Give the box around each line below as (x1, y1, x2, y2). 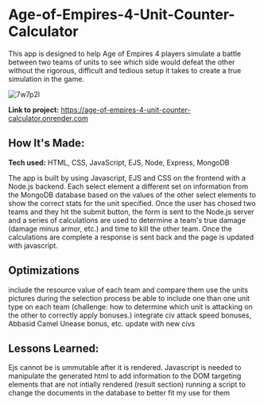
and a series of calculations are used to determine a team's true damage (8, 215, 247, 224)
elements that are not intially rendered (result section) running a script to (8, 380, 247, 389)
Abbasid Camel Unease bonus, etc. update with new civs (8, 318, 196, 328)
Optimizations (8, 264, 80, 278)
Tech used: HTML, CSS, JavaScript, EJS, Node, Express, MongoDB (8, 158, 230, 167)
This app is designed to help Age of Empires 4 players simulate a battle (8, 49, 242, 58)
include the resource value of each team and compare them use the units (8, 285, 249, 294)
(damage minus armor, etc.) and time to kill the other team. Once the (8, 224, 232, 233)
